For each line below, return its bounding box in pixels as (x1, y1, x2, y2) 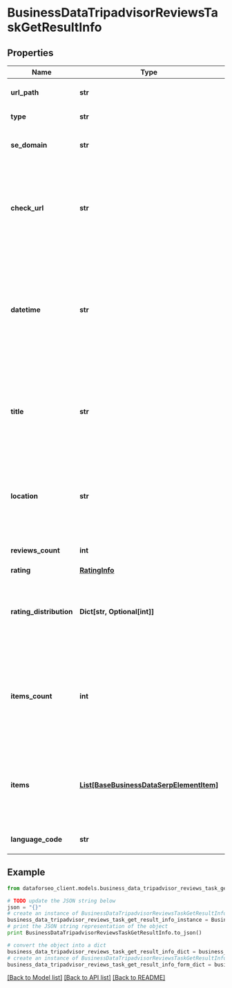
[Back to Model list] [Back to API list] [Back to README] (7, 974, 166, 982)
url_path (10, 88, 39, 97)
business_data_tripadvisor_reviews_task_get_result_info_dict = (7, 948, 196, 955)
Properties (7, 47, 54, 59)
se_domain (10, 140, 48, 150)
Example (7, 867, 46, 878)
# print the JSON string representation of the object (7, 923, 168, 930)
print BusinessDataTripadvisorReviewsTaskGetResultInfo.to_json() (7, 929, 202, 936)
